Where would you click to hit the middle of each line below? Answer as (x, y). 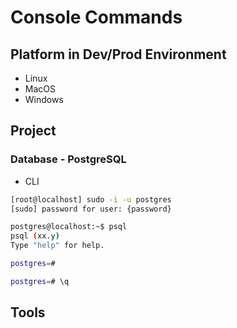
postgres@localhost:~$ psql (69, 227)
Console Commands (96, 17)
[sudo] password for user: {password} (91, 209)
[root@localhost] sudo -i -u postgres (91, 199)
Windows (44, 99)
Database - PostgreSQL (68, 159)
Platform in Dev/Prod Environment (118, 54)
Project (33, 131)
